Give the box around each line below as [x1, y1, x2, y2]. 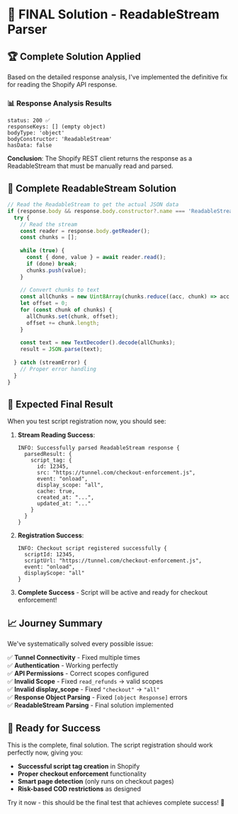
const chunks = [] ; [20, 234, 78, 241]
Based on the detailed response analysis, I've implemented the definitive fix [7, 73, 228, 81]
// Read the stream [20, 221, 78, 228]
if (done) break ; [25, 260, 78, 268]
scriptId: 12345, [24, 551, 76, 558]
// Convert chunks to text [20, 287, 100, 294]
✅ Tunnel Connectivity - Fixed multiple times [7, 653, 140, 662]
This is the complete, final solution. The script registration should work [7, 741, 213, 750]
